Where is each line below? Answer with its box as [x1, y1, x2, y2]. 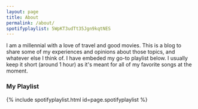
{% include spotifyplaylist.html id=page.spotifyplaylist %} [6, 96, 148, 103]
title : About [6, 14, 39, 20]
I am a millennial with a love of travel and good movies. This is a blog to [6, 42, 181, 49]
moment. [6, 67, 28, 75]
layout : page [6, 8, 39, 15]
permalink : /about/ [6, 20, 55, 26]
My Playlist [6, 82, 39, 90]
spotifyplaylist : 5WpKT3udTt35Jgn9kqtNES [6, 25, 111, 32]
